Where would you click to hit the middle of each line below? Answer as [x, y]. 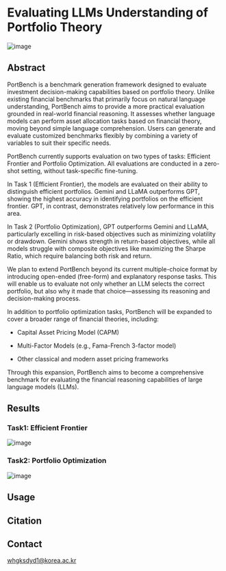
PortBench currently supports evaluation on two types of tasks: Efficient [109, 156]
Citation [25, 520]
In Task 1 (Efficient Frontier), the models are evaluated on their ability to [108, 184]
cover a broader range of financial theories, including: [83, 319]
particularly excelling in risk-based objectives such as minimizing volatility [111, 234]
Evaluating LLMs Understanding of [108, 13]
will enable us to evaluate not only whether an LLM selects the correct [106, 284]
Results [24, 408]
